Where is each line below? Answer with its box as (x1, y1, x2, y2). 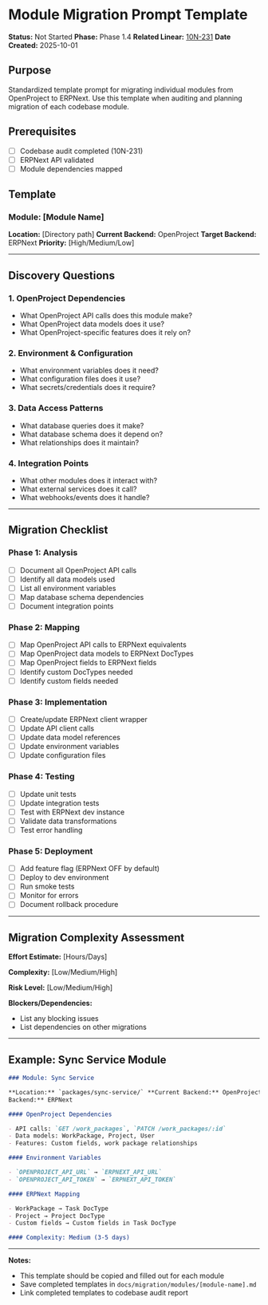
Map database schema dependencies (19, 592, 144, 601)
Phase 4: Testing (8, 771, 75, 783)
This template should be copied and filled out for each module (19, 1271, 225, 1281)
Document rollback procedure (19, 900, 119, 909)
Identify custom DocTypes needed (19, 667, 133, 676)
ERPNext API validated (19, 155, 94, 164)
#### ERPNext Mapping (8, 1190, 81, 1198)
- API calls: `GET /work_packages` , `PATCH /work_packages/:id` (8, 1125, 227, 1133)
